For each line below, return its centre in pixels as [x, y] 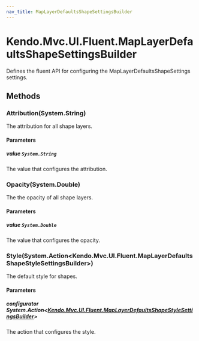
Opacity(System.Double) [43, 184]
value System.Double [31, 225]
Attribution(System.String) [46, 113]
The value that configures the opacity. [53, 240]
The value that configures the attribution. [57, 169]
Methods [23, 96]
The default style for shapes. [42, 276]
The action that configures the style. [51, 331]
